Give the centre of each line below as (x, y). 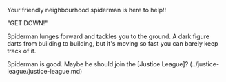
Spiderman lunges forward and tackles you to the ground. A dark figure (109, 36)
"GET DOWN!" (28, 23)
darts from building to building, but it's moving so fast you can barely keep (113, 43)
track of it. (22, 51)
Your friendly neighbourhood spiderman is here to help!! (87, 10)
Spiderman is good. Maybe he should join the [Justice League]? (98, 64)
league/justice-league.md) (45, 71)
